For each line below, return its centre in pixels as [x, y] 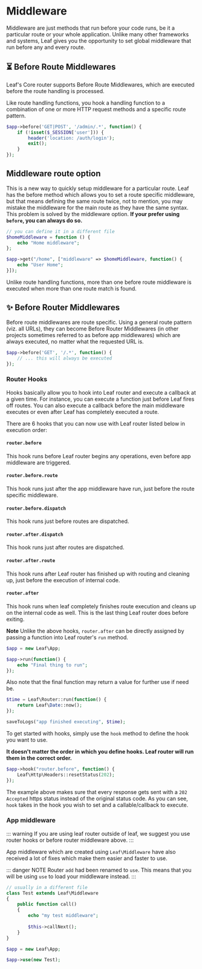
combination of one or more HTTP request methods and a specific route [96, 109]
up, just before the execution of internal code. [63, 580]
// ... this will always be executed [65, 358]
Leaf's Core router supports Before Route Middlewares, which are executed [100, 84]
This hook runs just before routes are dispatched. [68, 521]
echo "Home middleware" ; [48, 243]
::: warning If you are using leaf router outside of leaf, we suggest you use [98, 833]
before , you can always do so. [44, 220]
